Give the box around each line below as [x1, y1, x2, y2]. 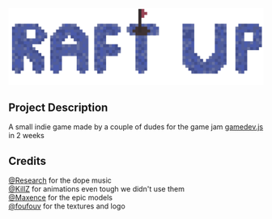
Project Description [8, 100, 108, 114]
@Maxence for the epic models [8, 193, 113, 203]
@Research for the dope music [8, 175, 112, 185]
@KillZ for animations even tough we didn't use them [8, 184, 185, 194]
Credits [8, 154, 47, 168]
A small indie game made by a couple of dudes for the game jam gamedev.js [8, 122, 264, 132]
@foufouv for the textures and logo [8, 201, 125, 211]
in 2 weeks [8, 131, 45, 141]
